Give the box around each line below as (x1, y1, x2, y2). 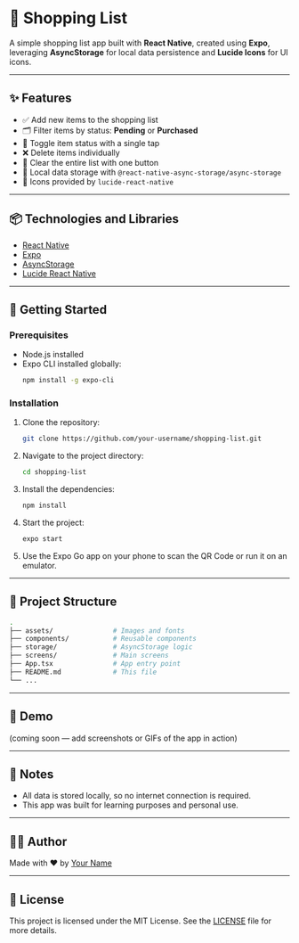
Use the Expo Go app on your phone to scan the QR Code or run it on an (21, 550, 287, 561)
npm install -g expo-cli (21, 376, 115, 385)
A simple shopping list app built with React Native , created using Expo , (9, 37, 271, 48)
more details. (9, 924, 58, 935)
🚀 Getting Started (9, 302, 108, 317)
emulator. (21, 560, 58, 570)
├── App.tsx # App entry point (9, 660, 181, 668)
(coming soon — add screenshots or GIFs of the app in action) (9, 733, 238, 743)
